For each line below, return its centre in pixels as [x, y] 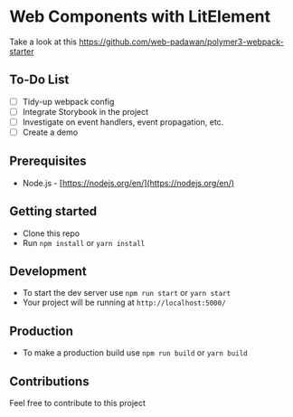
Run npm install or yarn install [84, 242]
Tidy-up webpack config [68, 101]
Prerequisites [48, 161]
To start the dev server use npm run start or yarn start [127, 293]
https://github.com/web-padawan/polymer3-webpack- [181, 42]
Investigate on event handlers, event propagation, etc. [123, 122]
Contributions [49, 381]
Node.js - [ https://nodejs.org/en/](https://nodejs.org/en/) [128, 183]
